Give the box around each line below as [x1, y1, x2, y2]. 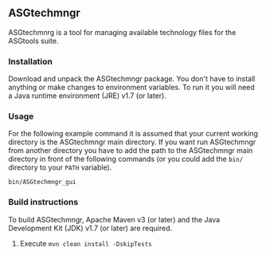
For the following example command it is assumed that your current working [8, 129, 259, 139]
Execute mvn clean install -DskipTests [19, 238, 153, 248]
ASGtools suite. [8, 36, 59, 45]
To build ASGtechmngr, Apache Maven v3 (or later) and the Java [8, 214, 221, 224]
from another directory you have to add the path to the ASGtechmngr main [8, 146, 253, 155]
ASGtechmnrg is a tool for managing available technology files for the [8, 27, 237, 37]
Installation [8, 56, 53, 67]
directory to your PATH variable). [8, 163, 112, 172]
